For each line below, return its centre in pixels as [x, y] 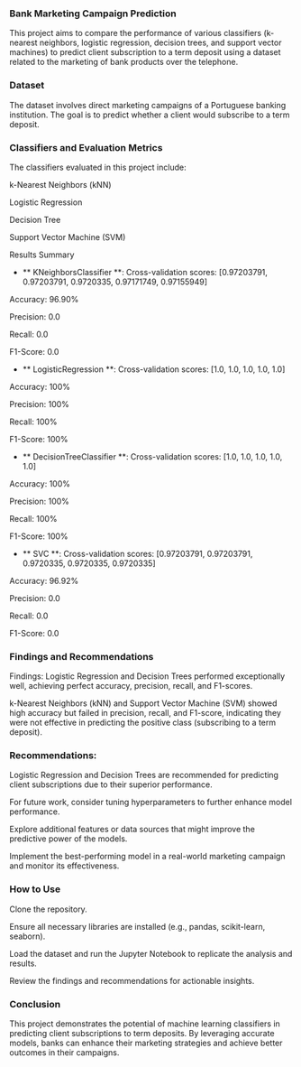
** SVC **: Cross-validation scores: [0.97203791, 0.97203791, [137, 553]
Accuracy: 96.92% [44, 580]
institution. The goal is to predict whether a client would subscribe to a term [150, 115]
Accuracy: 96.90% [44, 299]
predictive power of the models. [68, 839]
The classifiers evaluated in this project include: [98, 167]
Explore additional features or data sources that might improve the [132, 830]
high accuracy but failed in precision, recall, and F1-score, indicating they [146, 713]
